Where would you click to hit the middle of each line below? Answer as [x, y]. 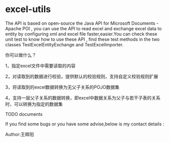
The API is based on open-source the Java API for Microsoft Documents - [82, 23]
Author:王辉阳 [20, 134]
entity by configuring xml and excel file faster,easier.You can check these [81, 34]
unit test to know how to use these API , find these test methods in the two [82, 39]
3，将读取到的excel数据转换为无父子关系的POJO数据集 [62, 87]
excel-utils [28, 9]
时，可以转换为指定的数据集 [34, 104]
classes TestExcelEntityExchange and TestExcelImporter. [64, 44]
